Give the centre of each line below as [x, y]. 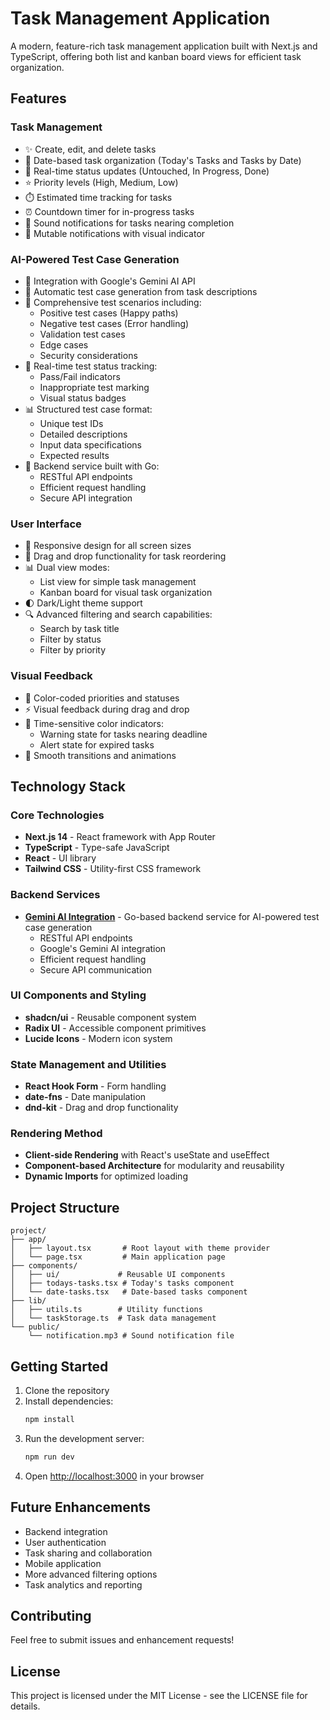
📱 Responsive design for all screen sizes [108, 546]
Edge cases [64, 344]
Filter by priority [73, 650]
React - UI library [60, 858]
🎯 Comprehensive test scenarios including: [113, 302]
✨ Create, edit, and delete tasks [90, 149]
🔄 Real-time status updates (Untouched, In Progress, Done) [147, 171]
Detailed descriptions [83, 434]
